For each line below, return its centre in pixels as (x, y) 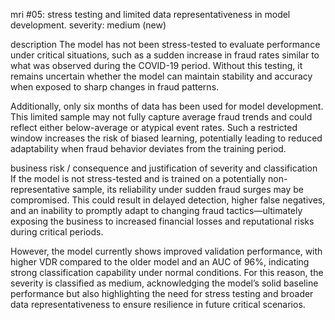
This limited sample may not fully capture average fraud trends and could (161, 117)
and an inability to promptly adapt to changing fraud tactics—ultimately (156, 210)
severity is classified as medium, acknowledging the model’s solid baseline (164, 283)
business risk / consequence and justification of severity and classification (164, 168)
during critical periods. (57, 232)
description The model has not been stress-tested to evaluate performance (165, 44)
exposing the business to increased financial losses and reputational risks (162, 221)
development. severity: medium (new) (88, 25)
